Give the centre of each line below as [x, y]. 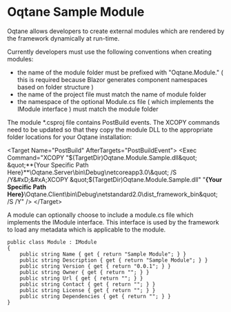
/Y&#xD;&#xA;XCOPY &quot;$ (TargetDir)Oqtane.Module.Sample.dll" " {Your [115, 179]
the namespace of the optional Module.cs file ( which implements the [115, 101]
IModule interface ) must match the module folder [88, 109]
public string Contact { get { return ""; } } [88, 284]
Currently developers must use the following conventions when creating [110, 52]
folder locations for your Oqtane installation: [70, 137]
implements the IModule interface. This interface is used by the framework [113, 222]
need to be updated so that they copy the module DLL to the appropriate [110, 129]
